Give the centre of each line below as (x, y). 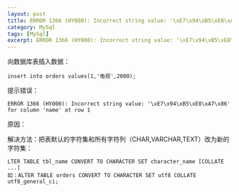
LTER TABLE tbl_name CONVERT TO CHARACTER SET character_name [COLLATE (116, 162)
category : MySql (31, 27)
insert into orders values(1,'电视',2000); (72, 76)
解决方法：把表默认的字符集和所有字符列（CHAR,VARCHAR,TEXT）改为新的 (118, 139)
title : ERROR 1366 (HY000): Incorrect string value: (87, 21)
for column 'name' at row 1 (49, 110)
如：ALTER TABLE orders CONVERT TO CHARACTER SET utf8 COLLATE (102, 176)
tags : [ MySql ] (28, 34)
